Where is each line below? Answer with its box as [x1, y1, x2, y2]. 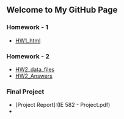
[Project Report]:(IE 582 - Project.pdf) [15, 101, 111, 109]
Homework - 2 [6, 52, 50, 60]
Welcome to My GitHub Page [6, 5, 118, 15]
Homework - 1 [6, 23, 49, 32]
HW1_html [15, 36, 41, 44]
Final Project [6, 87, 45, 96]
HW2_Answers [15, 72, 53, 80]
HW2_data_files [15, 66, 55, 73]
